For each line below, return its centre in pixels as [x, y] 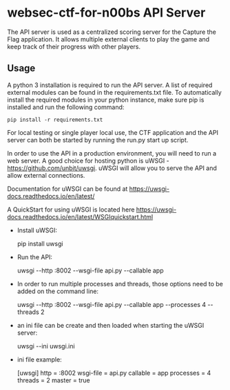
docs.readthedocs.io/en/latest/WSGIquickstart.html [80, 216]
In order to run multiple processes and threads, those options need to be [120, 284]
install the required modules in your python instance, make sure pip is [106, 100]
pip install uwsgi [40, 243]
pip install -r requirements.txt [55, 120]
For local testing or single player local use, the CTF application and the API [113, 132]
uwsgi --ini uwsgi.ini [46, 346]
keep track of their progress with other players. [74, 46]
